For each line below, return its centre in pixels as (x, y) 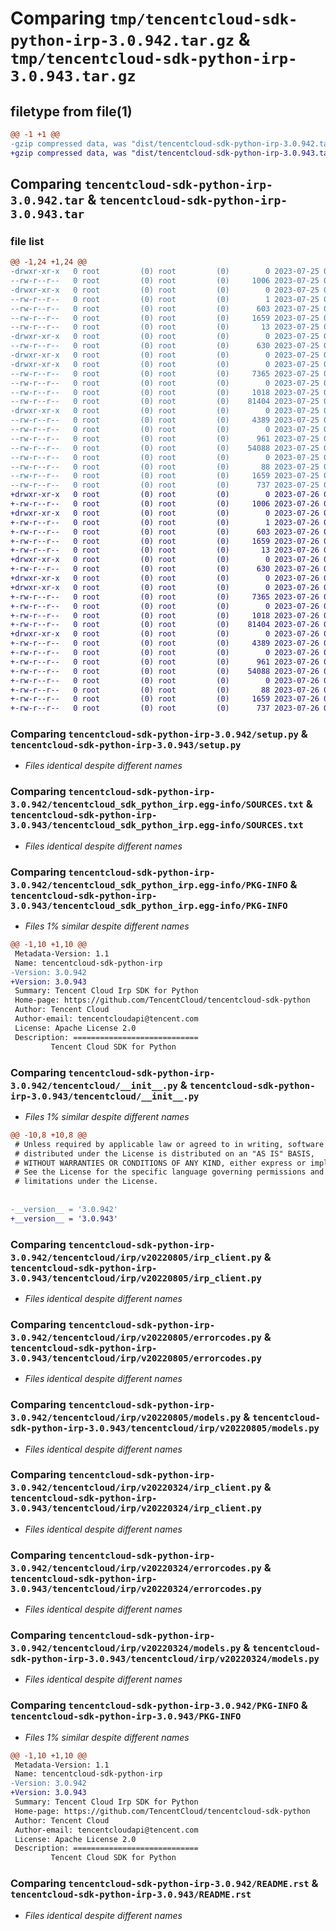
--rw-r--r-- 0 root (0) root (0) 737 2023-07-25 (165, 485)
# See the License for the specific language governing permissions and (169, 1172)
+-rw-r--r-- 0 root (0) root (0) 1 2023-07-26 (165, 522)
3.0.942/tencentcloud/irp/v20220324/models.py (126, 1648)
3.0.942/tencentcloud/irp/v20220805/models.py (126, 1418)
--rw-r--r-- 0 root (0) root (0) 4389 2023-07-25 (165, 420)
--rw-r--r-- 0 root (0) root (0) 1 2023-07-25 (165, 299)
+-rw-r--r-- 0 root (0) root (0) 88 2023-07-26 (165, 690)
